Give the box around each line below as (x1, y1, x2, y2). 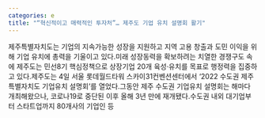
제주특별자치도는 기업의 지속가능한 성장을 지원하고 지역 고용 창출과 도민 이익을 (8, 41, 249, 51)
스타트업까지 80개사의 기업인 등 (16, 101, 115, 111)
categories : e (8, 11, 55, 20)
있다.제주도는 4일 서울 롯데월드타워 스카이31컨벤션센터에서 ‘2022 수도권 (16, 71, 240, 81)
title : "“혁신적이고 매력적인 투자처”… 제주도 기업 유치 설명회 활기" (8, 19, 206, 27)
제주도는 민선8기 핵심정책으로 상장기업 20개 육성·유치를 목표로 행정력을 (16, 61, 237, 71)
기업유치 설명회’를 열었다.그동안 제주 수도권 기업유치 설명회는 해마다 (42, 81, 251, 91)
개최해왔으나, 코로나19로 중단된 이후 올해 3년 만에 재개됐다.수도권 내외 (8, 91, 225, 101)
